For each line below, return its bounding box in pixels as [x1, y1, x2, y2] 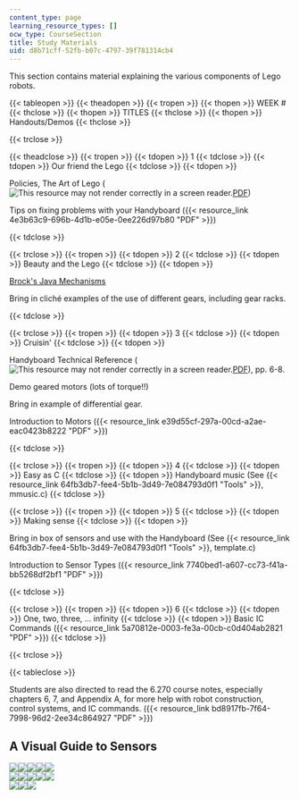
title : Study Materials [9, 38, 98, 47]
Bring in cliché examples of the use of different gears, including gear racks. [9, 293, 287, 304]
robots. [9, 80, 36, 91]
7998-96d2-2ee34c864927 [9, 712, 112, 724]
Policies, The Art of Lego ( [9, 178, 105, 189]
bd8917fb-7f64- [211, 703, 270, 714]
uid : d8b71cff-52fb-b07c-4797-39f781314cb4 [9, 46, 174, 55]
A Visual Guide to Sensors [9, 738, 158, 753]
